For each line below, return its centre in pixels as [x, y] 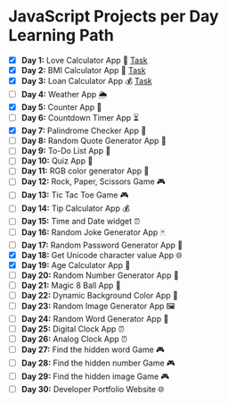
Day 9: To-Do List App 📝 [66, 151]
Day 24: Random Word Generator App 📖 [95, 318]
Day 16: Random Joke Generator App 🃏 [93, 232]
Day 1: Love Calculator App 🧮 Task [84, 60]
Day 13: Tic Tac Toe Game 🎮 [75, 195]
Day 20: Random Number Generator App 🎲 [100, 275]
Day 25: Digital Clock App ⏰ [73, 329]
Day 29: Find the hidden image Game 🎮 [95, 376]
